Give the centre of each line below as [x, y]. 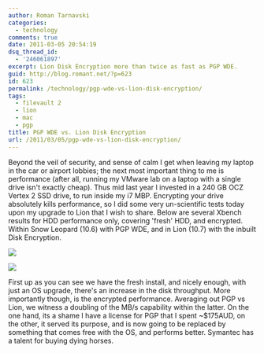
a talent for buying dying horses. [61, 340]
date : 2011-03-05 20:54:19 [52, 45]
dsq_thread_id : [33, 52]
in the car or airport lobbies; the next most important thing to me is [116, 171]
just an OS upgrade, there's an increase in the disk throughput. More [119, 290]
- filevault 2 [38, 103]
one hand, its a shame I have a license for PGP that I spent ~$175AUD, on [127, 315]
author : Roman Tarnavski [49, 15]
